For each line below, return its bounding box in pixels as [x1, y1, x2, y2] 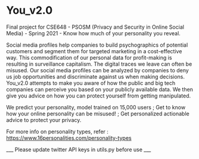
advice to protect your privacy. [6, 116, 82, 123]
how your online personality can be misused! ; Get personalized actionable [6, 110, 189, 117]
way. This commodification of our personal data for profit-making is [6, 54, 172, 61]
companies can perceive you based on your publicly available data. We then [6, 85, 194, 93]
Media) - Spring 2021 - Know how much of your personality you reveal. [6, 29, 181, 36]
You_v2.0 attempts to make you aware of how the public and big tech [6, 79, 176, 87]
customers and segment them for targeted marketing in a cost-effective [6, 47, 182, 54]
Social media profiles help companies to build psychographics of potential [6, 41, 188, 48]
